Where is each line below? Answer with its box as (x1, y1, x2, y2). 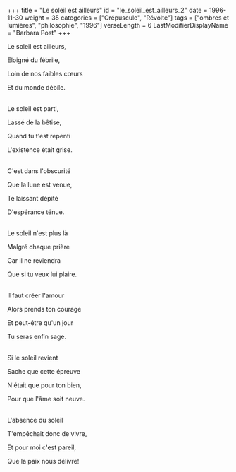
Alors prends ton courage (7, 305, 82, 313)
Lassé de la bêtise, (7, 118, 62, 126)
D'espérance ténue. (7, 208, 65, 216)
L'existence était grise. (7, 146, 73, 154)
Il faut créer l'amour (7, 291, 65, 300)
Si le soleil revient (7, 353, 58, 362)
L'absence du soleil (7, 416, 63, 424)
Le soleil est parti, (7, 105, 59, 112)
